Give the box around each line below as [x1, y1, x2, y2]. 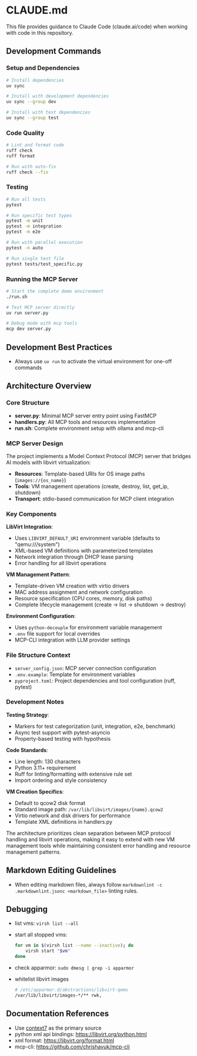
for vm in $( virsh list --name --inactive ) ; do [14, 943, 134, 948]
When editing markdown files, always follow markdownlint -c [14, 881, 163, 888]
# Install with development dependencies [6, 93, 109, 99]
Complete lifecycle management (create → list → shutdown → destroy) [14, 601, 186, 609]
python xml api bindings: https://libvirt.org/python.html [14, 1030, 147, 1038]
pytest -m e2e [6, 229, 41, 235]
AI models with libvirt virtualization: [6, 459, 91, 466]
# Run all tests [6, 196, 46, 202]
